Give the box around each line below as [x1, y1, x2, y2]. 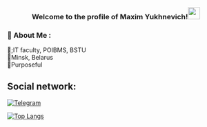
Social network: [7, 80, 77, 92]
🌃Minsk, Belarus [7, 54, 54, 62]
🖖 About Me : [7, 30, 52, 40]
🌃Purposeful [7, 60, 43, 69]
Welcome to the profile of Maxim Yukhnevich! [31, 12, 188, 21]
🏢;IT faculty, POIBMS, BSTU [7, 46, 86, 54]
